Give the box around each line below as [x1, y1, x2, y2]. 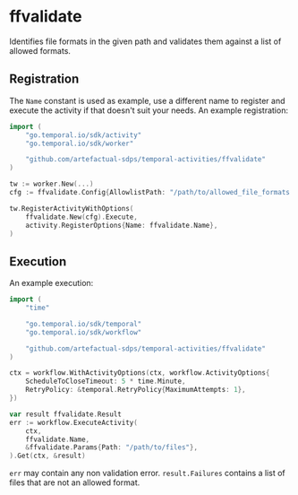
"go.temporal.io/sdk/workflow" [25, 327, 142, 337]
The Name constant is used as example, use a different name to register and [9, 95, 285, 106]
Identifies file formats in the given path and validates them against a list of [9, 36, 282, 47]
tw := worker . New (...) [9, 179, 94, 189]
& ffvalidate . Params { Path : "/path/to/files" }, [25, 443, 199, 452]
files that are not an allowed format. [9, 477, 140, 488]
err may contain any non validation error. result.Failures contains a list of [9, 468, 285, 479]
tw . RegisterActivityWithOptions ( [9, 204, 134, 213]
